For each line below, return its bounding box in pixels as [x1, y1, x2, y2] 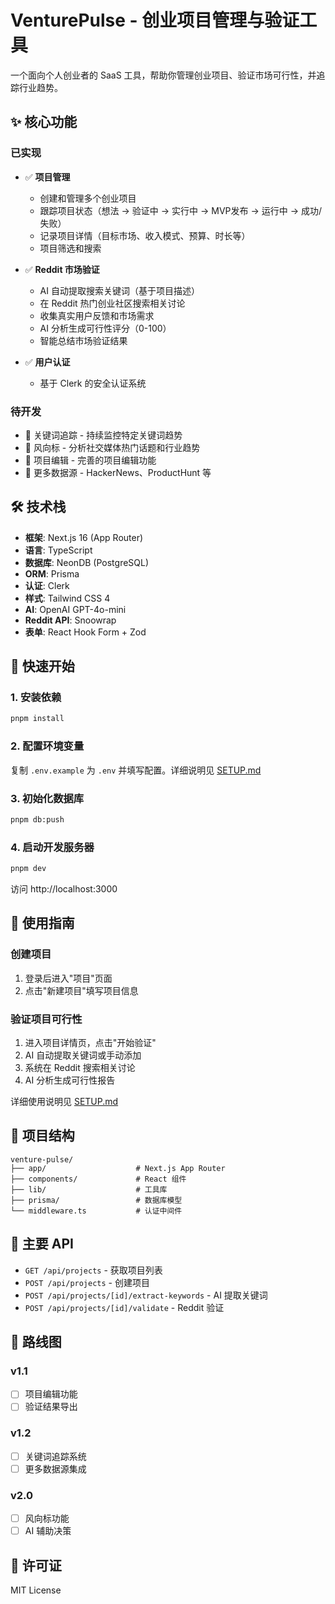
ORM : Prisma [24, 567, 80, 580]
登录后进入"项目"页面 [24, 972, 113, 984]
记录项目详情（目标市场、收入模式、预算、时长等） [39, 229, 251, 241]
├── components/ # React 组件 [10, 1174, 187, 1184]
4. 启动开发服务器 [10, 840, 95, 854]
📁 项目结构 [10, 1127, 75, 1145]
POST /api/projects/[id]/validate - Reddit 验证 [24, 1301, 225, 1313]
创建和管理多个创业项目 [39, 192, 137, 204]
